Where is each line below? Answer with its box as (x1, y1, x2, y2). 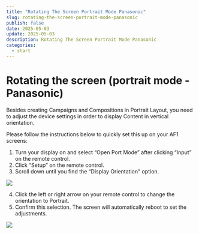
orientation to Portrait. (14, 197, 70, 204)
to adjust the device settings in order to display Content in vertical (6, 112, 169, 120)
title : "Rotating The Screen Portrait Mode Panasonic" (6, 8, 146, 15)
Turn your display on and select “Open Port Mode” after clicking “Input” (14, 148, 192, 156)
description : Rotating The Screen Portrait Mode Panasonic (6, 37, 157, 43)
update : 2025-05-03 (6, 31, 55, 37)
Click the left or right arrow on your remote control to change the (14, 190, 175, 198)
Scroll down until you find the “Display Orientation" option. (14, 167, 159, 175)
